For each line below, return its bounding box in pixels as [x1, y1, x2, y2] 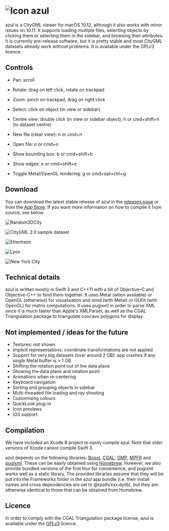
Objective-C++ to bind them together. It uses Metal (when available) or [5, 292, 152, 298]
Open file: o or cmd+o [12, 141, 59, 147]
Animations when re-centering [12, 374, 76, 380]
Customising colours [12, 395, 55, 401]
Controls [5, 63, 33, 72]
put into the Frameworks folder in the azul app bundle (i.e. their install [5, 476, 150, 482]
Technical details [5, 273, 61, 281]
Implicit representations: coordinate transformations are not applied [12, 347, 153, 353]
